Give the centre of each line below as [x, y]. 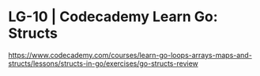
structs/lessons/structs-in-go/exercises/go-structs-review [104, 63]
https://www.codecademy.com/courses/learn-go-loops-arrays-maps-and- [130, 55]
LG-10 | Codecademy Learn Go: [113, 17]
